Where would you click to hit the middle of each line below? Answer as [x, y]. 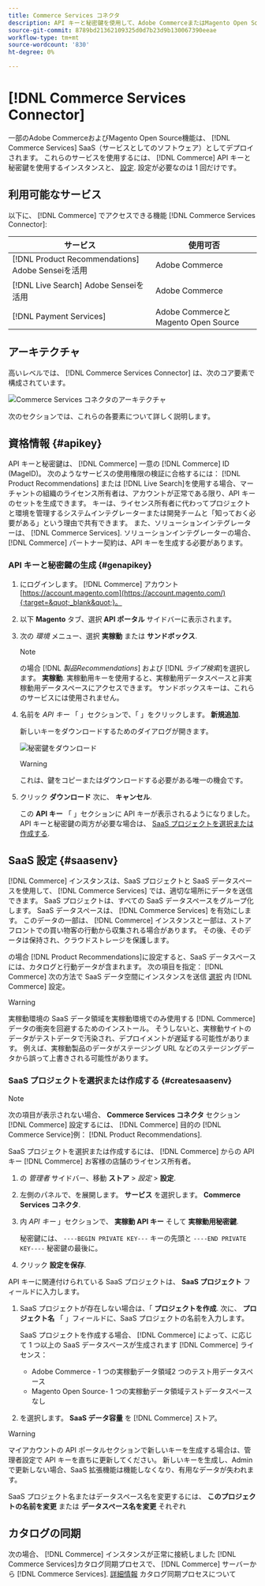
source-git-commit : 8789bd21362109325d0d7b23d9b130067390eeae [112, 30]
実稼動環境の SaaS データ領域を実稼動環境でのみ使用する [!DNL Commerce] [132, 1019]
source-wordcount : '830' [49, 45]
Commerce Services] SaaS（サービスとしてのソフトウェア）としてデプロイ [131, 148]
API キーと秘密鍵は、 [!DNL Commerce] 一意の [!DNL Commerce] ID [119, 464]
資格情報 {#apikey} [55, 443]
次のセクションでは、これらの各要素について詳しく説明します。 [112, 416]
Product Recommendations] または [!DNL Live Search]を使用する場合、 [124, 483]
